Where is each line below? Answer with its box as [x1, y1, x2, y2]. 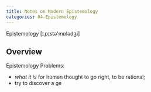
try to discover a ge [14, 80, 62, 87]
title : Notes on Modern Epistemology [6, 8, 98, 15]
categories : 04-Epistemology [6, 14, 77, 20]
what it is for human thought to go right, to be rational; [14, 73, 146, 80]
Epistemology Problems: [6, 62, 65, 69]
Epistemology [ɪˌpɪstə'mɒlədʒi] [6, 30, 80, 37]
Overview [6, 47, 43, 56]
